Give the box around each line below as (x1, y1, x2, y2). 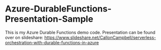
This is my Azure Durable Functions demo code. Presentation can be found (5, 29, 156, 35)
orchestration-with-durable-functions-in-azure (5, 39, 99, 45)
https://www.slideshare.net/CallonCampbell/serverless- (44, 35, 156, 40)
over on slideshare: (5, 35, 44, 40)
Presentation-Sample (5, 13, 93, 25)
